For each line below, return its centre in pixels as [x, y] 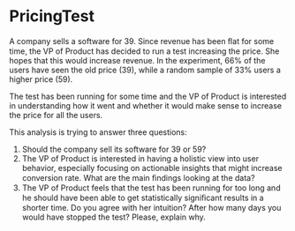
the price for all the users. [56, 115]
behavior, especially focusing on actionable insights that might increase [152, 168]
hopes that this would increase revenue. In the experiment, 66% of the [137, 60]
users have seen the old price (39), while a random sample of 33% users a [145, 70]
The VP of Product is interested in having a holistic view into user [140, 158]
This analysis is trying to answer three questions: [98, 132]
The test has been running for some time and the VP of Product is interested [148, 96]
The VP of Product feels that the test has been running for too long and [151, 188]
